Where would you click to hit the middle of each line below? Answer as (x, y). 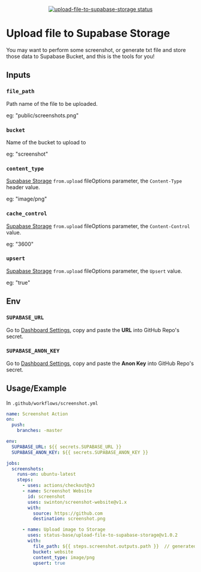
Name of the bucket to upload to (46, 142)
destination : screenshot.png (69, 519)
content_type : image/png (64, 557)
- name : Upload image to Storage (64, 530)
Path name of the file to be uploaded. (52, 104)
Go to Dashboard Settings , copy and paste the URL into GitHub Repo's (93, 330)
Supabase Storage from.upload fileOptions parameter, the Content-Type (94, 181)
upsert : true (49, 563)
